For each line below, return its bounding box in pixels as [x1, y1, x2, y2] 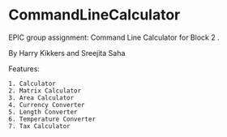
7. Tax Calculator [8, 122, 71, 131]
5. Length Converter [8, 108, 79, 116]
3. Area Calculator [8, 93, 75, 102]
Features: [8, 63, 41, 74]
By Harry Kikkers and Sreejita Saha [8, 48, 126, 58]
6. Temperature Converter [8, 115, 96, 123]
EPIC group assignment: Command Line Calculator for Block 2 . [8, 32, 221, 42]
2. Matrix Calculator [8, 87, 82, 95]
